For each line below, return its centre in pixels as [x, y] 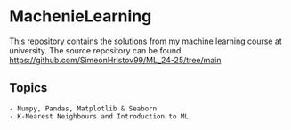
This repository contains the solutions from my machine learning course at [145, 41]
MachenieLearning [81, 16]
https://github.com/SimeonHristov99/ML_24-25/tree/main [115, 60]
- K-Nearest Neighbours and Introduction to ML [99, 116]
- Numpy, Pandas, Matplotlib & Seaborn [83, 109]
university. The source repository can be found [95, 50]
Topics [28, 88]
